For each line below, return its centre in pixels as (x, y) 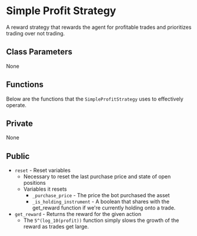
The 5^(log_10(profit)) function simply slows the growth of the (101, 220)
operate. (16, 105)
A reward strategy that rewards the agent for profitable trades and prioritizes (99, 27)
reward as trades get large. (56, 227)
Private (20, 123)
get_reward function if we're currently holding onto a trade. (104, 208)
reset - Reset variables (42, 170)
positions (34, 183)
